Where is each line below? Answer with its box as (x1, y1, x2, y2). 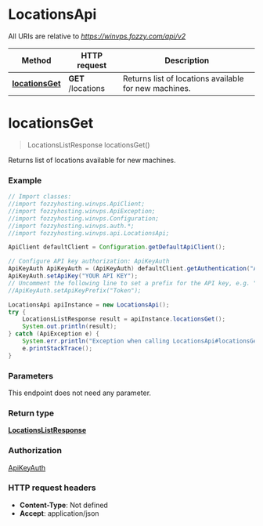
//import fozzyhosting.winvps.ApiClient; (8, 200, 146, 209)
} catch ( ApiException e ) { (8, 330, 100, 338)
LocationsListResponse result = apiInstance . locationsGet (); (22, 315, 225, 323)
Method (21, 55, 52, 66)
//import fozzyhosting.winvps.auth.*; (8, 222, 135, 230)
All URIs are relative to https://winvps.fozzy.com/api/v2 (8, 31, 186, 41)
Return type (8, 408, 55, 419)
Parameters (8, 370, 53, 381)
